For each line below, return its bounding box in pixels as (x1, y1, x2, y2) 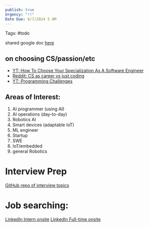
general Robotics (12, 148, 47, 154)
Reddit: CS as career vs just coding (12, 73, 84, 79)
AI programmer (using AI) (12, 106, 65, 112)
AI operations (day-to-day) (12, 111, 67, 117)
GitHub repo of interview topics (5, 182, 70, 188)
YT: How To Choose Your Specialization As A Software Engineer (12, 68, 144, 74)
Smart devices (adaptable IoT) (12, 122, 74, 128)
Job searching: (5, 200, 69, 211)
